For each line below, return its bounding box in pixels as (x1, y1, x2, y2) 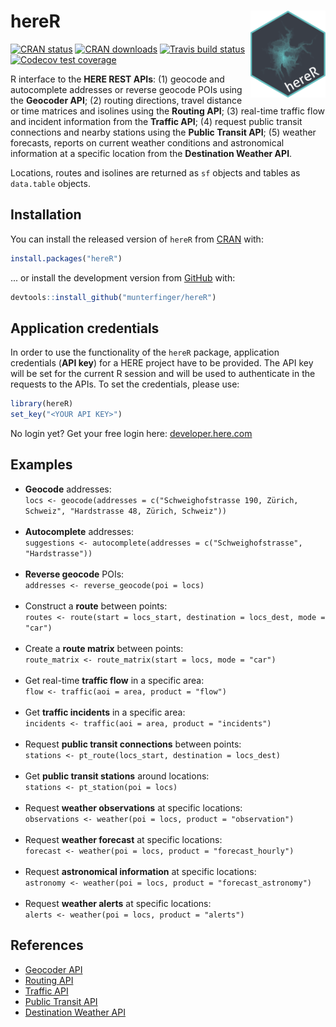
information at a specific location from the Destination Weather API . (10, 147, 293, 159)
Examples (10, 456, 73, 474)
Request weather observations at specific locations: (24, 801, 243, 814)
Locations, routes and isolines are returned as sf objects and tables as (10, 166, 301, 179)
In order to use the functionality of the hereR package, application (10, 346, 280, 359)
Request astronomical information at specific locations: (24, 865, 257, 877)
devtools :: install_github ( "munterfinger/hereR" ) (10, 292, 217, 302)
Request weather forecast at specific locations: (24, 833, 223, 845)
